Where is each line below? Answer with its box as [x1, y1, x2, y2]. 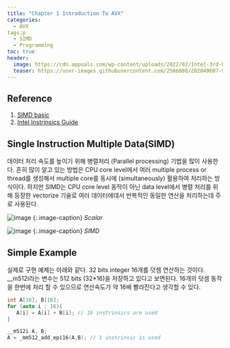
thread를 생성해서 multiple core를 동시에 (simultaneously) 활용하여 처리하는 [7, 174, 214, 182]
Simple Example [7, 247, 77, 258]
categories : [7, 16, 41, 23]
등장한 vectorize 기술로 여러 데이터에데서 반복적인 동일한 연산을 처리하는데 [14, 191, 214, 199]
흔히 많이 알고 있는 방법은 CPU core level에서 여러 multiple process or [16, 166, 207, 174]
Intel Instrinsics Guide [16, 118, 79, 127]
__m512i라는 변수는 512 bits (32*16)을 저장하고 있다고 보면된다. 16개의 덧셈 [7, 274, 210, 282]
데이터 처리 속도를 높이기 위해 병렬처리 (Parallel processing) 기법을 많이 [7, 157, 201, 165]
